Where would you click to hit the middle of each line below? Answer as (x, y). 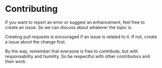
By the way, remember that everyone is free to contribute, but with (72, 51)
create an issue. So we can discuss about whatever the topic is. (69, 27)
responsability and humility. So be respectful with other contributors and (77, 56)
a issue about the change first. (36, 41)
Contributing (31, 9)
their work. (16, 61)
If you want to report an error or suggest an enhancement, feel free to (75, 22)
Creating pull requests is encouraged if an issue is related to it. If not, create (81, 37)
